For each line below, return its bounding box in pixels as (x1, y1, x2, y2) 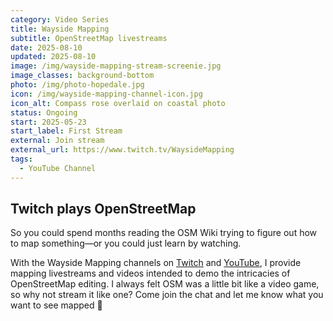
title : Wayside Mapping (10, 24, 110, 34)
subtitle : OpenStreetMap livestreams (10, 33, 168, 43)
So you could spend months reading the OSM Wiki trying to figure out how (10, 227, 318, 239)
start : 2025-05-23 (10, 117, 87, 127)
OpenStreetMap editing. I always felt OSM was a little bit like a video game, (10, 278, 320, 290)
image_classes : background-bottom (10, 71, 155, 81)
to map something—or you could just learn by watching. (10, 237, 242, 250)
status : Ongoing (10, 107, 78, 118)
